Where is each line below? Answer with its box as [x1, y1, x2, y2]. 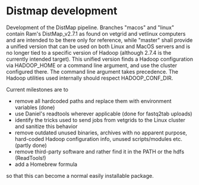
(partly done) [14, 142, 48, 149]
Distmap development [6, 4, 118, 18]
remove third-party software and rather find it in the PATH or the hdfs [14, 148, 185, 155]
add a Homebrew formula [14, 161, 78, 168]
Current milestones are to [6, 86, 69, 93]
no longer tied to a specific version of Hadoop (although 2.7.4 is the [6, 49, 172, 56]
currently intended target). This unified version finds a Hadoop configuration [6, 55, 193, 62]
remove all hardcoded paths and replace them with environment [14, 97, 172, 105]
